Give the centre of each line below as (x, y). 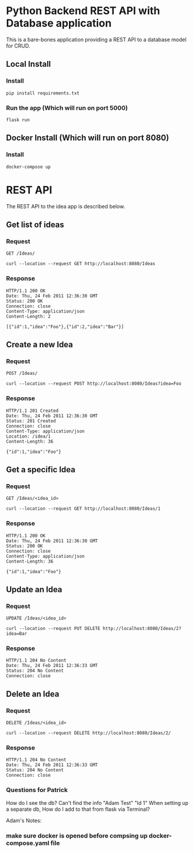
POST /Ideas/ (22, 374)
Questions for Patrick (37, 790)
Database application (59, 23)
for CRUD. (18, 46)
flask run (18, 120)
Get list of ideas (35, 224)
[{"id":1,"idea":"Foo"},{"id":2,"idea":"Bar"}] (65, 327)
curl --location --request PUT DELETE (53, 629)
